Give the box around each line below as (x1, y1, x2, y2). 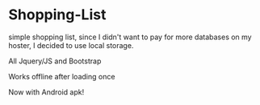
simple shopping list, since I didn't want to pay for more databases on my (8, 32, 252, 42)
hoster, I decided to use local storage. (8, 40, 134, 50)
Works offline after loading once (8, 71, 115, 81)
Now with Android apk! (8, 87, 85, 97)
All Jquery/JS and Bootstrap (8, 56, 102, 66)
